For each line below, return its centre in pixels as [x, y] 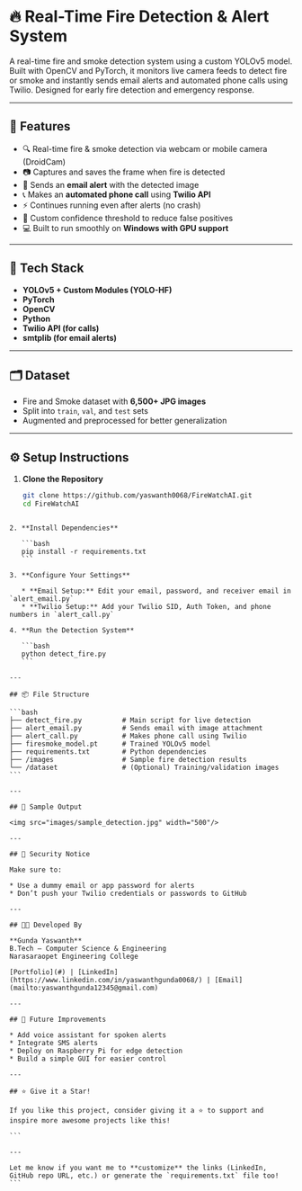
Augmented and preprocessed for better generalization [124, 421]
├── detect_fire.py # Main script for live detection [130, 720]
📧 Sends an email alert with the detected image [111, 184]
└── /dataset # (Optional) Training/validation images [144, 767]
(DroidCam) [44, 161]
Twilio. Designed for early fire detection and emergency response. [132, 90]
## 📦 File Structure [49, 694]
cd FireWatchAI [51, 504]
